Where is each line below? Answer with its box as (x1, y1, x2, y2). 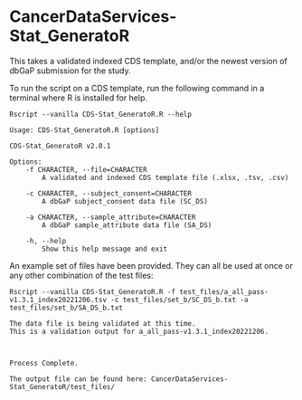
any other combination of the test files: (9, 270, 154, 281)
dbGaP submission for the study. (9, 65, 131, 76)
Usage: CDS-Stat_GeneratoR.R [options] (9, 125, 160, 135)
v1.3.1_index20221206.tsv (9, 295, 107, 304)
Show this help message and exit (42, 244, 168, 253)
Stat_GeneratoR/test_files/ (9, 382, 116, 391)
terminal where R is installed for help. (9, 92, 147, 103)
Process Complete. (9, 358, 79, 367)
